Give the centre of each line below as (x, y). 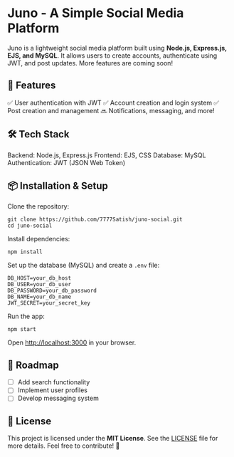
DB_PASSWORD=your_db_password (52, 291)
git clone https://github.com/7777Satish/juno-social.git (95, 220)
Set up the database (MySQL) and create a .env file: (84, 266)
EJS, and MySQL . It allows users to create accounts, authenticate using (112, 56)
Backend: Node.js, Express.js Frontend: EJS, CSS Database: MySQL (107, 155)
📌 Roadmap (33, 365)
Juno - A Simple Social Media (96, 13)
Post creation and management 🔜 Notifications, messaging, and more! (111, 110)
